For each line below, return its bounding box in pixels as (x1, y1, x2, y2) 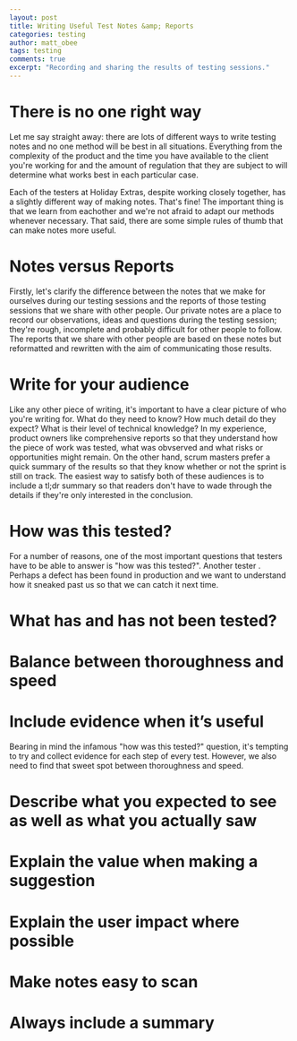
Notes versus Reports (9, 256, 174, 276)
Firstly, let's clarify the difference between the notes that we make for (9, 286, 266, 297)
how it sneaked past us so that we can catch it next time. (9, 579, 219, 589)
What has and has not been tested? (9, 610, 277, 631)
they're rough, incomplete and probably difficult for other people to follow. (9, 323, 283, 334)
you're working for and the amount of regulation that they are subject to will (9, 159, 288, 170)
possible (9, 931, 74, 951)
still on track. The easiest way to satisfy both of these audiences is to (9, 470, 265, 481)
